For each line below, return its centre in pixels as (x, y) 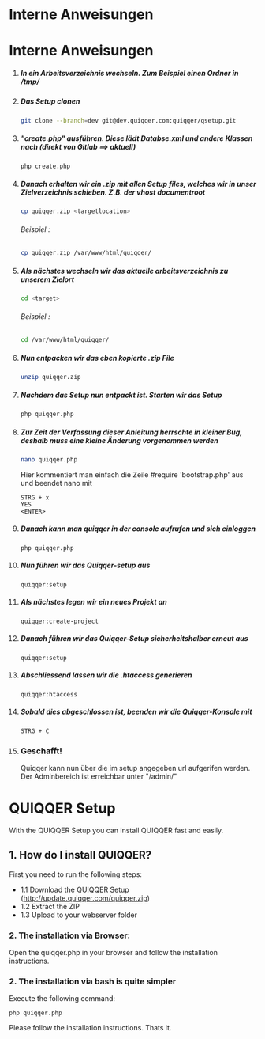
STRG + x (35, 497)
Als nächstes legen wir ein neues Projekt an (94, 602)
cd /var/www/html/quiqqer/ (65, 340)
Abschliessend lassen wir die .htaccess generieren (106, 675)
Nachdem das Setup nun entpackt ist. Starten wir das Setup (121, 395)
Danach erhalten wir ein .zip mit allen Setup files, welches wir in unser (138, 184)
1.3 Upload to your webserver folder (78, 915)
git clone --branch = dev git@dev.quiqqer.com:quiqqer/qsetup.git (128, 120)
